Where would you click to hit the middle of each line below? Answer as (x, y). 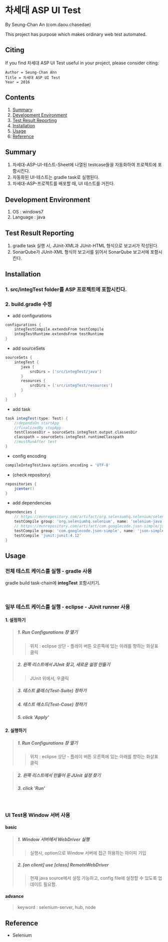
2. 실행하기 (16, 730)
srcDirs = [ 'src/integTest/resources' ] (71, 386)
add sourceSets (28, 348)
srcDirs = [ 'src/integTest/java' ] (65, 372)
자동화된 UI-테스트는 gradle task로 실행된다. (56, 177)
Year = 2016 (17, 82)
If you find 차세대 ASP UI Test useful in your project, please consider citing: (82, 63)
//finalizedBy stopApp (38, 428)
